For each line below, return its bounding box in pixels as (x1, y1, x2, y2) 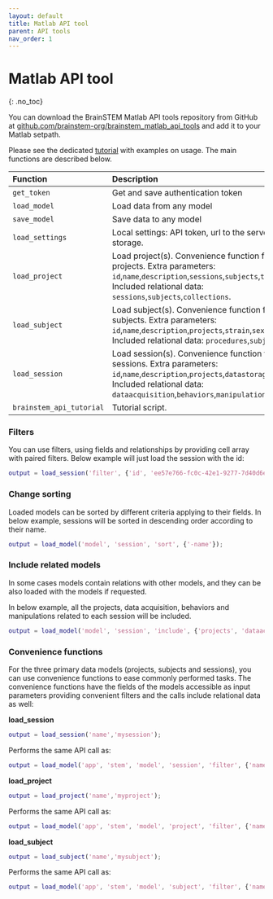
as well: (8, 699, 34, 708)
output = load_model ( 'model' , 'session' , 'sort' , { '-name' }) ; (8, 540, 223, 548)
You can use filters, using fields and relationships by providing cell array (8, 445, 249, 454)
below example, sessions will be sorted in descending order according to (8, 515, 253, 525)
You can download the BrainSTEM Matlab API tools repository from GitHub (8, 112, 258, 122)
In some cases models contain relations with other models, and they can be (8, 577, 262, 587)
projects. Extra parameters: (112, 261, 216, 272)
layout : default (8, 11, 63, 20)
